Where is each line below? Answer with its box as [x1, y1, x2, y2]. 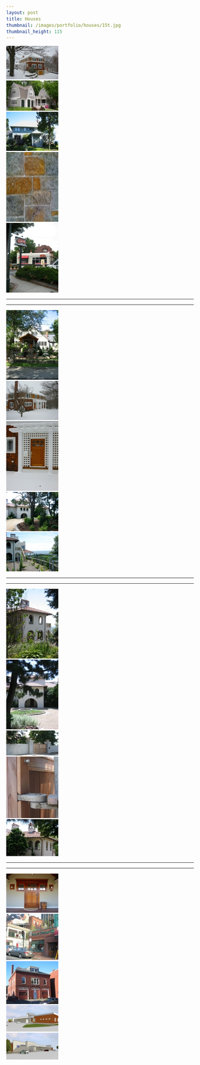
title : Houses [6, 16, 42, 22]
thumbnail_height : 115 [6, 29, 62, 35]
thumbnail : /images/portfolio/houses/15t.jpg [6, 22, 121, 28]
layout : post [6, 10, 39, 16]
